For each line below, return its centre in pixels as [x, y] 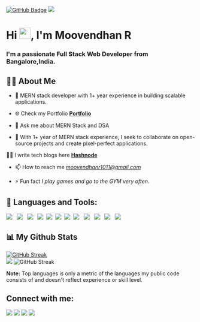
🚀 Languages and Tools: [52, 202]
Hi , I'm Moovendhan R [69, 35]
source [24, 143]
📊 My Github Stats [42, 237]
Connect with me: [40, 298]
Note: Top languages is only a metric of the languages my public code [93, 273]
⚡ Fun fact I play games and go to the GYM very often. [82, 181]
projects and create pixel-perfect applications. [90, 143]
